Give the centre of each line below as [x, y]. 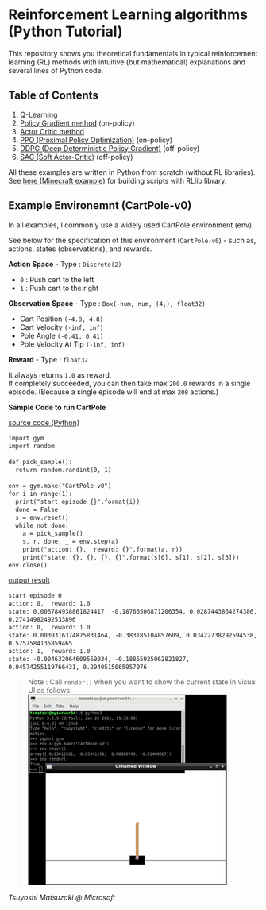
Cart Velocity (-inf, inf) [62, 327]
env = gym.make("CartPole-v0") [60, 486]
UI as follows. [50, 690]
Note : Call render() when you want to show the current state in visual [142, 682]
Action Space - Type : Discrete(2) [65, 264]
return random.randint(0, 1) [64, 470]
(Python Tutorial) [66, 31]
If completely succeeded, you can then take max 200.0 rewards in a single [129, 383]
